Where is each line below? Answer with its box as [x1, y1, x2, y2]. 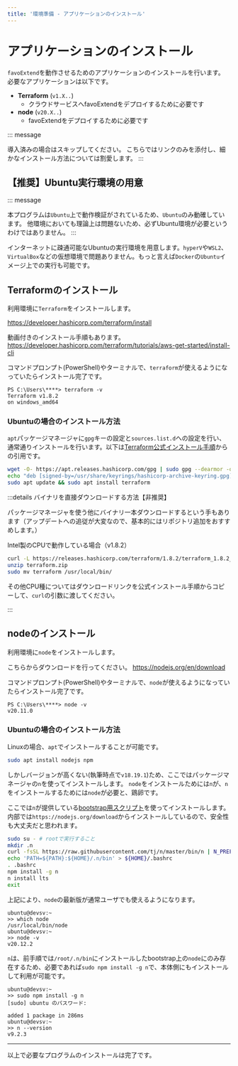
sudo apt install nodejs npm [7, 756, 93, 764]
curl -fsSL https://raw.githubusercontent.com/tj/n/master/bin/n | [7, 849, 211, 856]
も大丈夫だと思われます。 [7, 821, 81, 829]
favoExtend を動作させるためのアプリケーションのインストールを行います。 [7, 68, 225, 77]
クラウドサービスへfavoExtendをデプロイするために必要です [28, 99, 204, 108]
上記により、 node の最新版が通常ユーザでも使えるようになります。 [7, 895, 199, 903]
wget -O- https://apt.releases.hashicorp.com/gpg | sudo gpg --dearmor [7, 466, 223, 473]
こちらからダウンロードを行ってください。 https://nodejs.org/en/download [7, 662, 225, 672]
